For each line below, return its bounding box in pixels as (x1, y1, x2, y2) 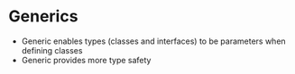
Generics (8, 6, 78, 27)
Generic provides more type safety (21, 54, 152, 65)
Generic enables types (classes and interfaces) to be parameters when (21, 36, 286, 46)
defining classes (21, 45, 83, 55)
